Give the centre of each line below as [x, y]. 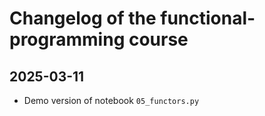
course [158, 39]
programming [67, 39]
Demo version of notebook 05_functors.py [111, 100]
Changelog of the [83, 18]
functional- [208, 18]
